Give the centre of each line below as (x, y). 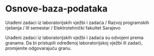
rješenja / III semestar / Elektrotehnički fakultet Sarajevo (63, 27)
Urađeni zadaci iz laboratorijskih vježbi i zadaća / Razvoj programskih (77, 22)
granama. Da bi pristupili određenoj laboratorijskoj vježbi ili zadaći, (74, 42)
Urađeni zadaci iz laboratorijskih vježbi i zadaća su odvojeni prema (74, 37)
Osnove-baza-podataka (56, 9)
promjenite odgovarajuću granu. (38, 48)
